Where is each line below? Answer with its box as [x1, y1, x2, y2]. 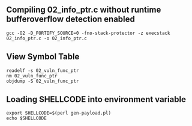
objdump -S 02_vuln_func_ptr [6, 78, 79, 84]
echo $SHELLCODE [6, 115, 47, 122]
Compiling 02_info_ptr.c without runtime [6, 5, 161, 15]
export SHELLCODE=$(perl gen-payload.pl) [6, 110, 112, 116]
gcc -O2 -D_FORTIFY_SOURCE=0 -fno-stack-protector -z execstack [6, 30, 170, 36]
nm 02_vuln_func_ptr [6, 73, 58, 79]
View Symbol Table [6, 52, 80, 62]
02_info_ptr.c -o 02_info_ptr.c [6, 35, 87, 41]
